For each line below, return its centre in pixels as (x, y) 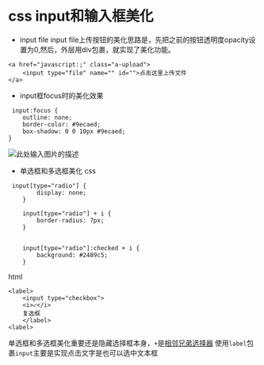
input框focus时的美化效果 (61, 95)
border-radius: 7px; (71, 220)
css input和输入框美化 (81, 16)
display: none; (62, 192)
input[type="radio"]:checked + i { (81, 248)
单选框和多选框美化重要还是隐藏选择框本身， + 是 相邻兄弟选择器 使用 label (128, 343)
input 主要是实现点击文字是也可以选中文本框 (87, 352)
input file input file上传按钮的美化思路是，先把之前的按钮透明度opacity (134, 40)
